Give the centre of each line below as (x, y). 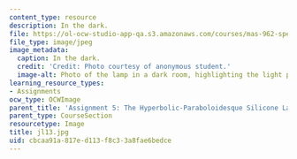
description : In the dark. (59, 26)
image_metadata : (39, 50)
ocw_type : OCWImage (45, 99)
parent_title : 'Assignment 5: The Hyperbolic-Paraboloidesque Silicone (144, 108)
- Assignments (35, 91)
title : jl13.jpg (39, 132)
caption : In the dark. (59, 58)
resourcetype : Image (47, 125)
